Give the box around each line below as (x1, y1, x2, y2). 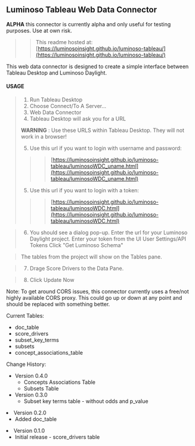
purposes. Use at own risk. (6, 27, 73, 34)
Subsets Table (23, 385, 59, 392)
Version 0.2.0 (14, 409, 47, 417)
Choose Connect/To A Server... (29, 103, 107, 110)
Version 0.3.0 (14, 391, 48, 399)
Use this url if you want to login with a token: (29, 187, 139, 194)
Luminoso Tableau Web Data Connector (6, 5, 157, 15)
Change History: (6, 361, 47, 368)
